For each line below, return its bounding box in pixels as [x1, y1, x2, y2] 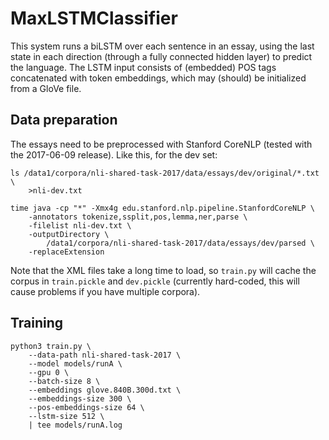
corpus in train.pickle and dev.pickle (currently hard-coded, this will [10, 275, 300, 287]
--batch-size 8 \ [28, 376, 101, 386]
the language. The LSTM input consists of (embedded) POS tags [10, 61, 277, 73]
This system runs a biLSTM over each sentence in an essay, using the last [10, 40, 315, 52]
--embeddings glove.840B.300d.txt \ [28, 385, 182, 395]
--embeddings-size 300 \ [28, 393, 132, 404]
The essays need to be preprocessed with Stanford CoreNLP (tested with [10, 138, 313, 150]
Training [10, 315, 64, 332]
